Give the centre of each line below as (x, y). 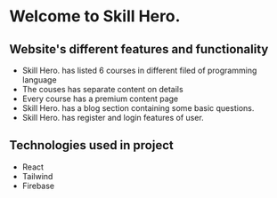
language (39, 80)
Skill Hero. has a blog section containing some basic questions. (138, 108)
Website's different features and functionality (139, 49)
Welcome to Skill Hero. (95, 16)
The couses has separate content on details (103, 89)
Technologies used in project (91, 145)
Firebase (38, 186)
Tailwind (37, 176)
